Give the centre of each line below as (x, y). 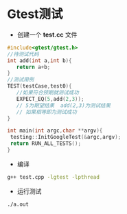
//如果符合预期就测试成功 (47, 93)
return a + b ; (33, 67)
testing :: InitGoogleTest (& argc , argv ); (66, 137)
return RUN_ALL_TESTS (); (45, 144)
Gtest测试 (35, 14)
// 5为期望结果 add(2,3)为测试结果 (63, 105)
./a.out (18, 204)
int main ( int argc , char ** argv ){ (55, 131)
